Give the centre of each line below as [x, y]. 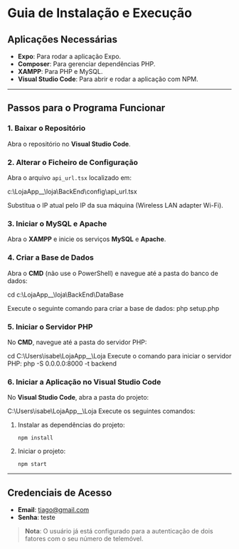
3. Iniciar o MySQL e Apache [57, 223]
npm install [35, 438]
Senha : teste [36, 517]
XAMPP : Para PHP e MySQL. [60, 71]
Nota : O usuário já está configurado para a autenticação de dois [119, 531]
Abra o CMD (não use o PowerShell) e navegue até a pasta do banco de [113, 273]
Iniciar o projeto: [42, 451]
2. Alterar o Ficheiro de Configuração [73, 162]
